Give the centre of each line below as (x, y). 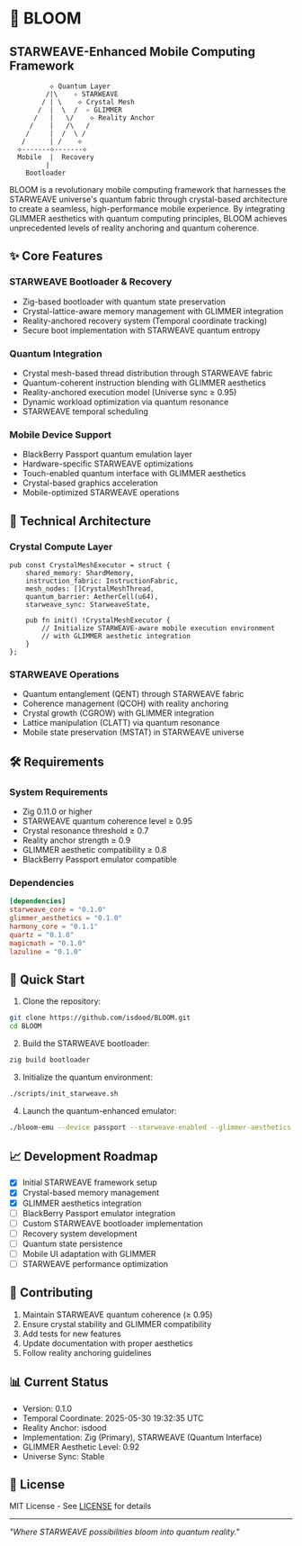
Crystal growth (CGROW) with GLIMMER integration (118, 713)
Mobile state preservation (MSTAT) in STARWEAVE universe (133, 732)
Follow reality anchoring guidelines (87, 1352)
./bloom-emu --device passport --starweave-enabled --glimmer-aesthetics (151, 1127)
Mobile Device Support (61, 434)
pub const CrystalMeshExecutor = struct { (90, 565)
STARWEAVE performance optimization (95, 1263)
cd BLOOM (26, 1026)
